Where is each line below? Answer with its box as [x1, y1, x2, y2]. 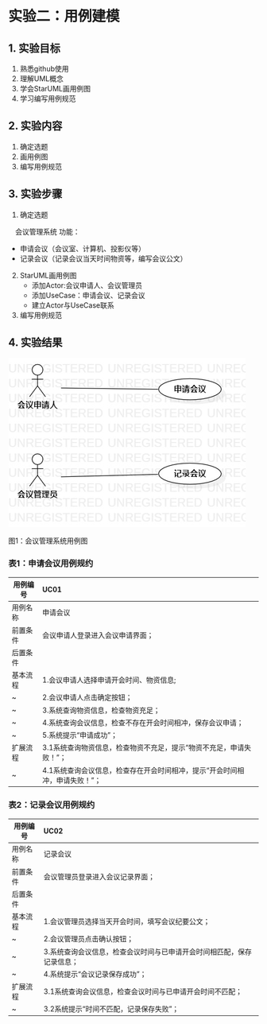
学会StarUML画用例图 [19, 84, 91, 93]
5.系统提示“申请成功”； [42, 731, 118, 740]
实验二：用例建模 [8, 7, 121, 25]
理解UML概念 [19, 74, 64, 83]
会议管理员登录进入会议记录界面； [43, 871, 156, 881]
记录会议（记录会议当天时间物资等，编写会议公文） [19, 254, 188, 263]
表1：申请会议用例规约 [8, 558, 94, 569]
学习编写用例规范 [19, 94, 76, 103]
